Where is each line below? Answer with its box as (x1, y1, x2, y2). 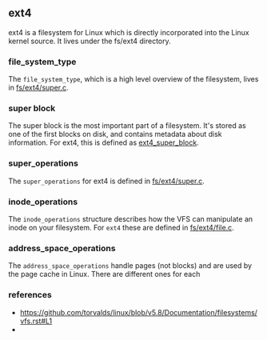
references (8, 290, 52, 301)
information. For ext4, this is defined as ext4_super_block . (8, 138, 199, 147)
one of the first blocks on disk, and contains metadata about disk (8, 130, 222, 139)
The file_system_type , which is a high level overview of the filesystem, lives (8, 74, 259, 84)
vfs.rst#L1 (19, 316, 53, 326)
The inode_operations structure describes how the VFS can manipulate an (8, 214, 253, 223)
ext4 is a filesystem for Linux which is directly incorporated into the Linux (8, 27, 249, 37)
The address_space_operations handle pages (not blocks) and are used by (8, 261, 253, 270)
